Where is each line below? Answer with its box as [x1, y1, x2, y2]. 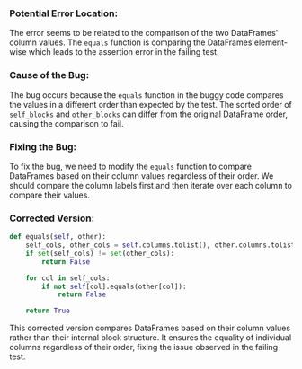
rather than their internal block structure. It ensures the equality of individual [9, 332, 292, 343]
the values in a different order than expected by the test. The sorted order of [9, 99, 292, 110]
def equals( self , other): [9, 233, 106, 242]
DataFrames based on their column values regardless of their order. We [9, 170, 274, 181]
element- [253, 37, 288, 48]
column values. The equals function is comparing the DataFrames [9, 37, 253, 48]
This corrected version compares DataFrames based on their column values [9, 322, 290, 334]
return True [25, 306, 70, 316]
